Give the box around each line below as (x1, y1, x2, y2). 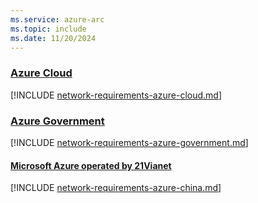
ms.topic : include (10, 24, 87, 34)
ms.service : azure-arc (10, 14, 105, 25)
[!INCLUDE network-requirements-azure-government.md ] (10, 136, 249, 148)
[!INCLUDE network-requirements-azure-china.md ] (10, 182, 222, 194)
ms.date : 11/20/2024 (10, 33, 97, 43)
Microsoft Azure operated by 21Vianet (10, 159, 172, 171)
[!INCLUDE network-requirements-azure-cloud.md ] (10, 89, 222, 101)
